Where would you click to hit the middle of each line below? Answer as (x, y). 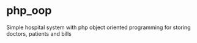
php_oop (29, 11)
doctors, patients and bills (39, 33)
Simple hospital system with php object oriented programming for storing (98, 27)
